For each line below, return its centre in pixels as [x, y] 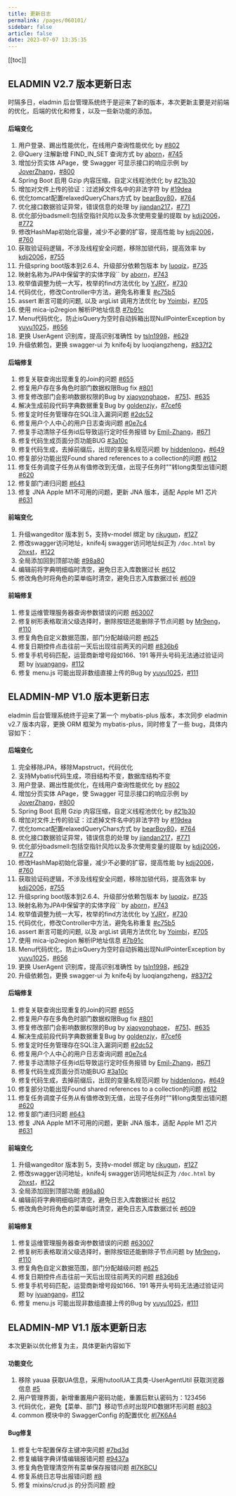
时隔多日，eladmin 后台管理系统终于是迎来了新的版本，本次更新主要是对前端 [119, 102]
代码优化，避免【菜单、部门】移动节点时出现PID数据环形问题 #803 [115, 1407]
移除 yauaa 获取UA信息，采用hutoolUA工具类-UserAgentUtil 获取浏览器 [121, 1380]
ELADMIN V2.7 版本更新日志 [70, 84]
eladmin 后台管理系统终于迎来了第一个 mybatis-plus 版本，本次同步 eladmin [118, 715]
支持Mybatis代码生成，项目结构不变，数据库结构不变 [94, 776]
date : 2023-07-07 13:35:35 [47, 40]
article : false [30, 33]
